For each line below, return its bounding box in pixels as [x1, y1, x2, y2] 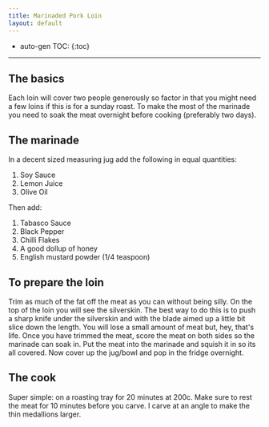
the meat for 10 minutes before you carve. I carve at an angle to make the [8, 401, 251, 410]
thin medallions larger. [8, 409, 82, 419]
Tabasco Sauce [19, 218, 72, 228]
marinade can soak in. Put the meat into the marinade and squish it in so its [8, 339, 256, 348]
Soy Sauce [19, 170, 56, 180]
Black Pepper [19, 227, 65, 236]
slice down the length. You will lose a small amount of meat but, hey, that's [8, 322, 255, 332]
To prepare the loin [8, 276, 104, 289]
